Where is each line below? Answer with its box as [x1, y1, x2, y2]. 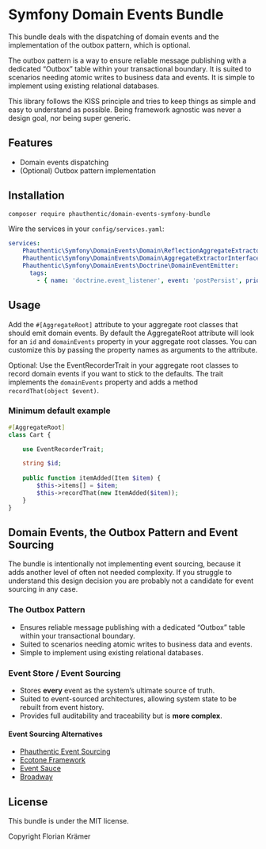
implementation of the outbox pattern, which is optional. [8, 40, 191, 49]
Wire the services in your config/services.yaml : [8, 224, 165, 233]
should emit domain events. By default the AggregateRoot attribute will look [8, 328, 255, 338]
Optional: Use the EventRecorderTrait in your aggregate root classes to [8, 360, 239, 370]
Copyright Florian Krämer [8, 832, 91, 841]
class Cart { [8, 430, 51, 438]
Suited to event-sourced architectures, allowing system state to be [19, 693, 237, 704]
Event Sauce [19, 764, 62, 774]
